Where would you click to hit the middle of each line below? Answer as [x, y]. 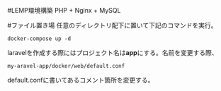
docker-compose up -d [39, 39]
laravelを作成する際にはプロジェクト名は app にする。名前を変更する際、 [113, 53]
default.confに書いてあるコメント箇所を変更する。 [81, 80]
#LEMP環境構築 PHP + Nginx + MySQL [64, 10]
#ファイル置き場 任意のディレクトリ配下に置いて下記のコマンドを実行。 [112, 25]
